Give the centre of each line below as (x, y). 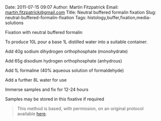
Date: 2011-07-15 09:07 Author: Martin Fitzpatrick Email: (62, 7)
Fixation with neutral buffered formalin (44, 32)
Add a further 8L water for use (36, 80)
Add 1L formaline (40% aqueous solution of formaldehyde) (64, 70)
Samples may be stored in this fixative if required (55, 99)
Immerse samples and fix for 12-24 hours (47, 90)
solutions (14, 23)
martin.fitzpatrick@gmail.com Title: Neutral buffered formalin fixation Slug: (81, 12)
